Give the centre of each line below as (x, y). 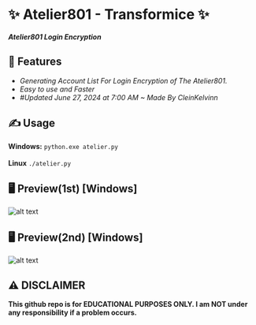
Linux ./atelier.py (40, 162)
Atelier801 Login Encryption (55, 36)
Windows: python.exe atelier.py (63, 146)
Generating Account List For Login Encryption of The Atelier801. (123, 80)
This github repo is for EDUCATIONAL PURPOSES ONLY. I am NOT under (128, 304)
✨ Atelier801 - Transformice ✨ (109, 15)
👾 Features (35, 62)
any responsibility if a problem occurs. (72, 312)
